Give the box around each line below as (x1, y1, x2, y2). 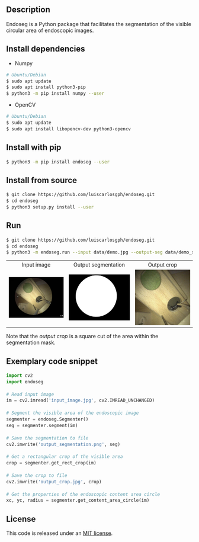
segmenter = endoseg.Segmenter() (6, 416, 89, 422)
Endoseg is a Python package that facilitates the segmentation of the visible (6, 20, 191, 27)
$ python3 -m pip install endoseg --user (6, 159, 110, 165)
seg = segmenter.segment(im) (6, 422, 78, 428)
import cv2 (6, 373, 33, 379)
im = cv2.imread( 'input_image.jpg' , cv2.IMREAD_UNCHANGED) (6, 397, 155, 403)
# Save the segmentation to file (6, 435, 89, 441)
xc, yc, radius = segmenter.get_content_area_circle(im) (6, 498, 150, 503)
